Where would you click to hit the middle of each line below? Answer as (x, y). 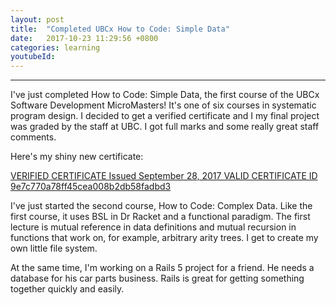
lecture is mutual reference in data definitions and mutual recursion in (153, 227)
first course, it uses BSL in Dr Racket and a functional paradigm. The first (160, 217)
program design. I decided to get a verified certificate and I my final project (165, 116)
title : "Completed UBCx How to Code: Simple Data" (120, 29)
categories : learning (55, 47)
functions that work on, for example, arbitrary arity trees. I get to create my (164, 238)
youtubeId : (33, 57)
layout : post (37, 19)
